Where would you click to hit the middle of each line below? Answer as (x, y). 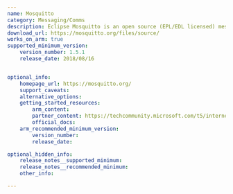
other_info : (37, 174)
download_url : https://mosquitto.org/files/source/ (83, 33)
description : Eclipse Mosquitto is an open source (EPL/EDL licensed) (111, 26)
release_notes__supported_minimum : (71, 161)
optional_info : (29, 77)
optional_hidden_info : (40, 154)
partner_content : (57, 116)
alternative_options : (51, 97)
